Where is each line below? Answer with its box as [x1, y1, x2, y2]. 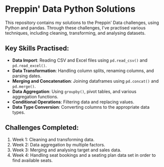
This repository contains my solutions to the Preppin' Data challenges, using [5, 20, 160, 25]
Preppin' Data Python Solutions [5, 3, 136, 15]
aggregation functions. [12, 94, 58, 99]
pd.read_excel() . [12, 62, 47, 68]
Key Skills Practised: [5, 44, 70, 52]
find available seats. [12, 157, 53, 163]
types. [12, 109, 26, 115]
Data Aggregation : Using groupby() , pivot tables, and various [12, 88, 137, 94]
